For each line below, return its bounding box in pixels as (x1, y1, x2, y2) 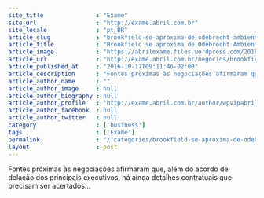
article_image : (8, 48, 101, 56)
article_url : (8, 56, 101, 64)
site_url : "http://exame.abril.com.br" (8, 19, 199, 27)
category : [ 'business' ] (8, 121, 146, 129)
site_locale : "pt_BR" (8, 26, 128, 34)
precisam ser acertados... (8, 181, 91, 191)
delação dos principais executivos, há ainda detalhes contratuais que (8, 173, 233, 182)
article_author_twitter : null (8, 114, 118, 122)
